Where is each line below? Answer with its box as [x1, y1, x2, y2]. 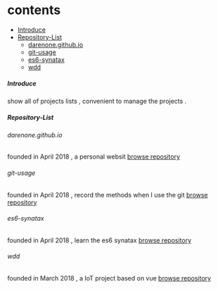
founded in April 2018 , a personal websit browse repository [7, 152, 181, 161]
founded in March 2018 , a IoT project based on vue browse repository [7, 274, 212, 283]
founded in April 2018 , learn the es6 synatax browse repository [7, 235, 192, 245]
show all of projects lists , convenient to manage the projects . [7, 97, 187, 105]
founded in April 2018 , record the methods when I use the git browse [7, 190, 209, 199]
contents [7, 2, 61, 18]
